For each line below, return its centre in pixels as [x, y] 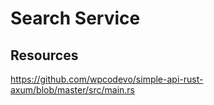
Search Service [75, 18]
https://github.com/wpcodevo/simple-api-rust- [107, 79]
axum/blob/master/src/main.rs [72, 90]
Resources [44, 55]
